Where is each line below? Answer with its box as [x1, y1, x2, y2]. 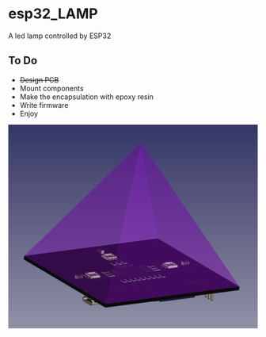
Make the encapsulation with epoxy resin [19, 92, 154, 101]
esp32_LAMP [8, 5, 98, 23]
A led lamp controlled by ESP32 [8, 31, 112, 40]
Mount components [19, 83, 85, 93]
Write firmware [19, 100, 69, 109]
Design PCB [19, 75, 59, 84]
